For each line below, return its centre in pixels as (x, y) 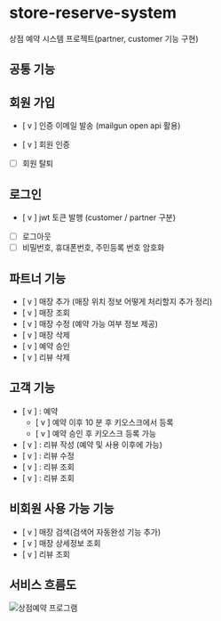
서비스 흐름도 (43, 585)
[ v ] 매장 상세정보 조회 (61, 543)
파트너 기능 (38, 278)
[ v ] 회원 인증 (46, 144)
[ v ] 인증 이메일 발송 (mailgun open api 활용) (101, 126)
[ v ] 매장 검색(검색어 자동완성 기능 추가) (91, 532)
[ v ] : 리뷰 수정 (48, 455)
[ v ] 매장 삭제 (46, 335)
